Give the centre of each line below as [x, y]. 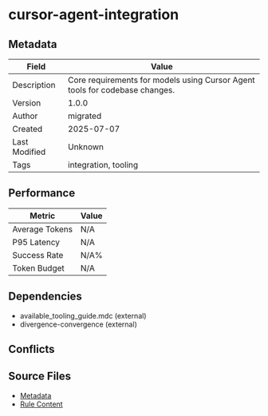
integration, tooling [103, 165]
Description [34, 85]
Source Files [40, 376]
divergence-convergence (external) [78, 324]
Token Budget [39, 267]
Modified [29, 152]
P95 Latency [36, 242]
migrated [85, 116]
